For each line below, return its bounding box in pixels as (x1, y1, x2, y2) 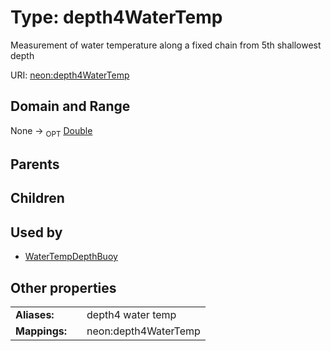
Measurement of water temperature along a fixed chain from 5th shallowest (10, 39, 322, 51)
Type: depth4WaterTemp (10, 6, 223, 29)
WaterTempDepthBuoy (24, 251, 118, 263)
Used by (10, 224, 63, 241)
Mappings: (15, 324, 68, 338)
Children (10, 190, 65, 207)
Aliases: (15, 307, 55, 321)
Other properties (10, 279, 117, 296)
